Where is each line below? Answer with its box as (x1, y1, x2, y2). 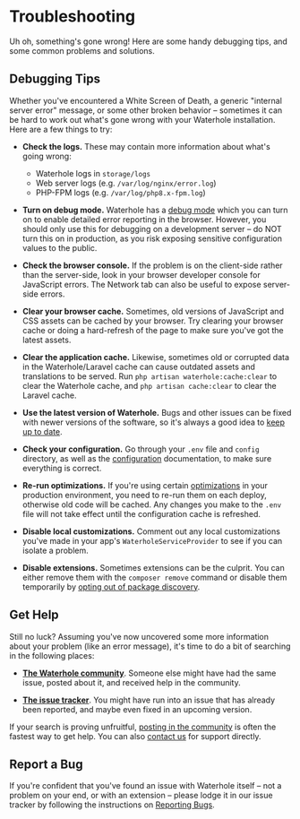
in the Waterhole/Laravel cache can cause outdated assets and (21, 361, 255, 372)
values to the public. (21, 242, 98, 253)
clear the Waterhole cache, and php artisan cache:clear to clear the (21, 380, 277, 391)
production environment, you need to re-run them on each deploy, (21, 489, 267, 500)
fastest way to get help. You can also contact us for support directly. (9, 730, 261, 741)
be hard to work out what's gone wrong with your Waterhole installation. (9, 114, 276, 125)
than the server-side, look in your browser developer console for (21, 269, 261, 280)
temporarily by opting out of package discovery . (21, 581, 201, 592)
